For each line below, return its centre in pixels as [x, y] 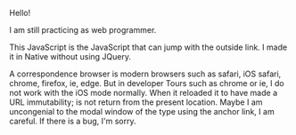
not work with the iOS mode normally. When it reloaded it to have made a [144, 93]
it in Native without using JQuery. [70, 56]
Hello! [20, 13]
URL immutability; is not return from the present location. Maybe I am [136, 102]
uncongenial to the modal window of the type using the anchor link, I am [142, 111]
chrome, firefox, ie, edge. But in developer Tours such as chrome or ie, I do [147, 83]
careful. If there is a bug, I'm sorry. [73, 121]
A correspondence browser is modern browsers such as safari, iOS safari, [145, 74]
